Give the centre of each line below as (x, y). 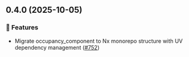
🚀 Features (22, 28)
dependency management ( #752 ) (57, 47)
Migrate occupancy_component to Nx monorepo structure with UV (98, 41)
